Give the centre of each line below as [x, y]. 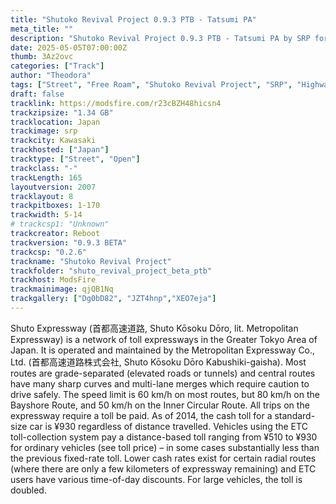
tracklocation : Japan [55, 122]
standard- [295, 415]
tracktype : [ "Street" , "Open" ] [75, 159]
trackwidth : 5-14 [46, 215]
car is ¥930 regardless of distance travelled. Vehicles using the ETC [168, 426]
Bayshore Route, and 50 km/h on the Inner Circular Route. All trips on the [160, 405]
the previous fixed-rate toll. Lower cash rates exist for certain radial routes [163, 458]
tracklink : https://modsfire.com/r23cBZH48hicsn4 [116, 103]
